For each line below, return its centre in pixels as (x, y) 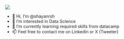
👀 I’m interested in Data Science (44, 21)
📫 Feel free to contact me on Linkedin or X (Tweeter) (65, 32)
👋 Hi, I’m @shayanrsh (33, 16)
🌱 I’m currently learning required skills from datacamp (66, 26)
